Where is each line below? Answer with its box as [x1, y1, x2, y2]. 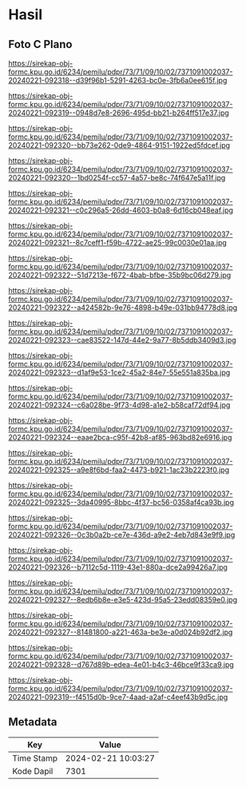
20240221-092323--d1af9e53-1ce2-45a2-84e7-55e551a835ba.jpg [8, 368, 231, 377]
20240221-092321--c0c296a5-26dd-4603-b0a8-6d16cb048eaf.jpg [8, 205, 234, 215]
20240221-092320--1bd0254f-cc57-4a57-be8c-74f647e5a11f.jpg [8, 173, 226, 182]
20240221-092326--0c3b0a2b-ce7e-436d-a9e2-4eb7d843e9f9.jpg [8, 530, 236, 539]
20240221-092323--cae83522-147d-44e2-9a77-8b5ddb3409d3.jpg [8, 336, 237, 344]
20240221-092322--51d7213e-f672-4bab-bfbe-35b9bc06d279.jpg [8, 270, 232, 280]
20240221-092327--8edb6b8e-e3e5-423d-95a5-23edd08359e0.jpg [8, 595, 238, 604]
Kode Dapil [12, 765, 54, 777]
